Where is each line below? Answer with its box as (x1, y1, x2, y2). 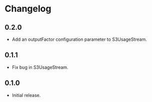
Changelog (4, 3, 51, 15)
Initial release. (11, 92, 41, 98)
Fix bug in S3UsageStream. (11, 64, 68, 70)
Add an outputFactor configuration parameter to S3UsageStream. (11, 36, 147, 42)
